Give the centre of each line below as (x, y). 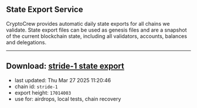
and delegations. (26, 42)
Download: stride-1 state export (65, 66)
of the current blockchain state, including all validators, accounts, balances (97, 36)
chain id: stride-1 (36, 86)
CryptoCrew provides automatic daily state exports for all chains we (88, 23)
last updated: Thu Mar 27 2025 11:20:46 (63, 80)
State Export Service (45, 10)
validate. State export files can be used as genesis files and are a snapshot (96, 30)
